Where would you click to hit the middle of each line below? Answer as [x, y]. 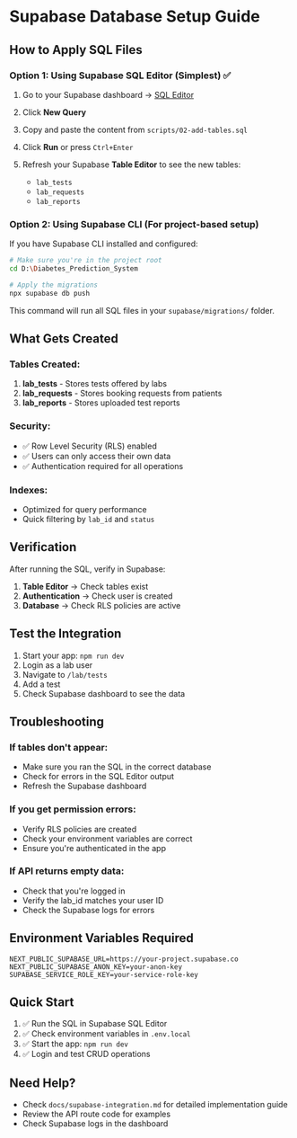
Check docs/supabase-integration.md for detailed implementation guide [155, 1105]
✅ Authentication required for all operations [103, 466]
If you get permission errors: [73, 809]
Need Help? [43, 1083]
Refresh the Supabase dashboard [84, 786]
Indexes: [29, 490]
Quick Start [42, 1003]
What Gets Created [64, 339]
